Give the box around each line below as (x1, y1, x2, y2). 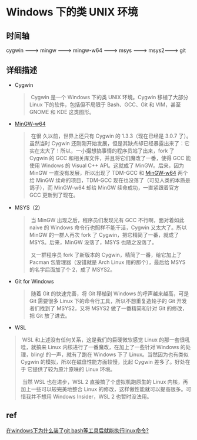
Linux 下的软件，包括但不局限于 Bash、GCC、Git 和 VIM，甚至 (29, 101, 181, 108)
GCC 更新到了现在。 (29, 191, 79, 198)
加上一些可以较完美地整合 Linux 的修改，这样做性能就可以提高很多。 (20, 385, 186, 393)
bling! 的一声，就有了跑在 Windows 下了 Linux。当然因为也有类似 (31, 351, 189, 358)
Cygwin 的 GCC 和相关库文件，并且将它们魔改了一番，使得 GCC (29, 154, 185, 161)
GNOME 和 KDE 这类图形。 (29, 108, 95, 115)
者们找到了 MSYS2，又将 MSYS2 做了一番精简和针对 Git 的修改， (29, 305, 188, 312)
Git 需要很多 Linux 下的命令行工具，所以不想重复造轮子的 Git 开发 (29, 297, 187, 304)
